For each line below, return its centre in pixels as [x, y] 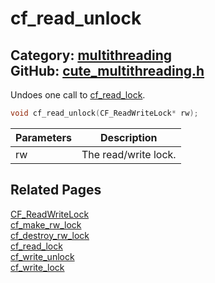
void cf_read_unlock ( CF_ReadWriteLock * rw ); [104, 113]
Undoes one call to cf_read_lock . [78, 95]
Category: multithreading [91, 55]
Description [129, 137]
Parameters [43, 137]
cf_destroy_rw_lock [50, 235]
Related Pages [56, 190]
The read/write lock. [129, 154]
